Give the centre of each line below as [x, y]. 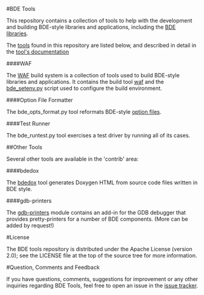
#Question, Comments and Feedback [53, 267]
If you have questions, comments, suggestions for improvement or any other [102, 279]
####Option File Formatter [40, 100]
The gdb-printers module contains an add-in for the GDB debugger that [96, 213]
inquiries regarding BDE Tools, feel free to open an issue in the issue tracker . [102, 286]
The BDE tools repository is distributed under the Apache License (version [100, 249]
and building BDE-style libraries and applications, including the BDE [91, 27]
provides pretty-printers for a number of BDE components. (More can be [97, 219]
